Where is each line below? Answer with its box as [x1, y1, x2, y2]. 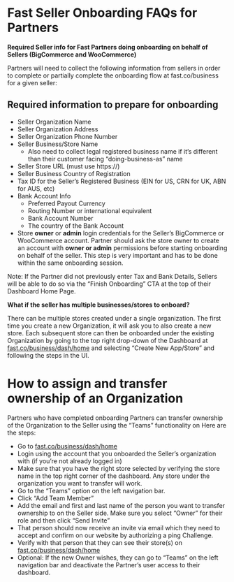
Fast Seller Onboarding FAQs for [7, 5, 198, 21]
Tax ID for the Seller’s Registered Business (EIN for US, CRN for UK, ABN [17, 177, 226, 185]
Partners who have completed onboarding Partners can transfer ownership [7, 414, 224, 422]
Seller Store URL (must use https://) [17, 162, 120, 170]
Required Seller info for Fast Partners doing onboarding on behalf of [7, 43, 208, 51]
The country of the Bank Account [27, 221, 124, 230]
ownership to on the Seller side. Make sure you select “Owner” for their [17, 509, 223, 517]
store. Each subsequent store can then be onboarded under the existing [7, 328, 214, 337]
